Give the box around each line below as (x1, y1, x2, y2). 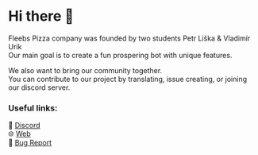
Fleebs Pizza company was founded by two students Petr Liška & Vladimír (8, 33, 251, 43)
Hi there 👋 (8, 7, 74, 25)
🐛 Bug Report (8, 138, 52, 148)
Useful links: (8, 103, 58, 114)
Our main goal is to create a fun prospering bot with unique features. (8, 50, 233, 60)
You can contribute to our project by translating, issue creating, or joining (8, 74, 248, 83)
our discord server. (8, 83, 71, 92)
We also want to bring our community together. (8, 65, 163, 75)
